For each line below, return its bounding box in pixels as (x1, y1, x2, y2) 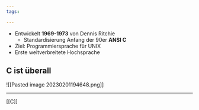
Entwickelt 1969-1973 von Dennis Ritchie (14, 30, 115, 37)
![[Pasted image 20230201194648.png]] (6, 81, 104, 88)
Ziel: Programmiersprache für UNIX (14, 42, 101, 49)
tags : (6, 8, 20, 15)
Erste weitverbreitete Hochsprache (14, 48, 101, 56)
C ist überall (6, 66, 52, 76)
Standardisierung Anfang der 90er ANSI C (23, 36, 127, 43)
